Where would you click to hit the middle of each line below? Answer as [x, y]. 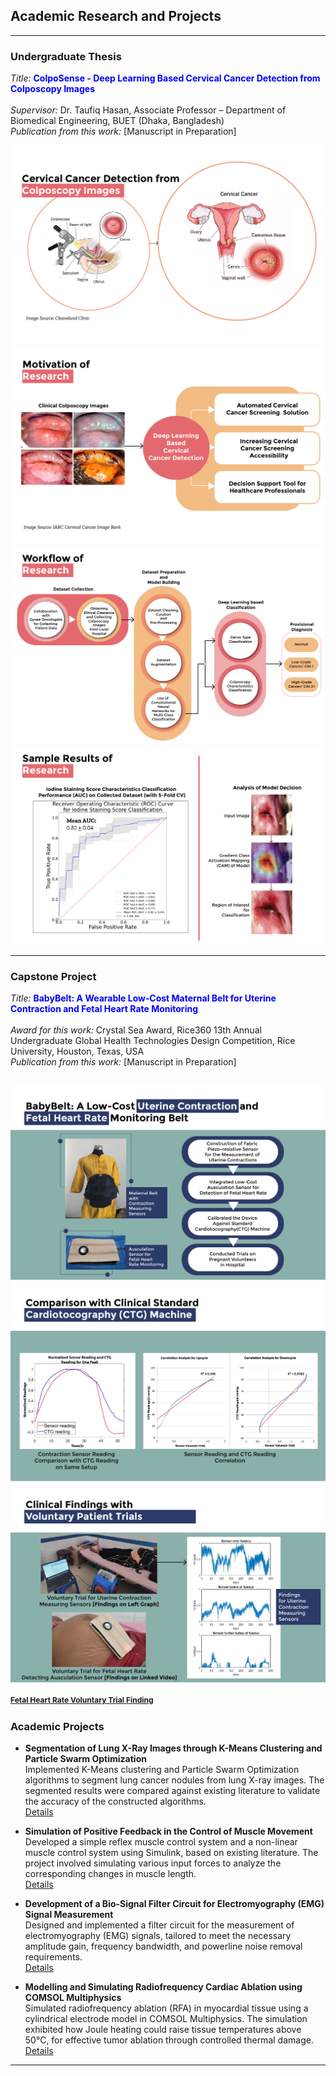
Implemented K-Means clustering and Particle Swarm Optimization [162, 1770]
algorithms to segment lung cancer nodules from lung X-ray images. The [174, 1780]
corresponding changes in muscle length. [110, 1874]
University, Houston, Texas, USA [77, 1051]
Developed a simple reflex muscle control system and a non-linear [161, 1842]
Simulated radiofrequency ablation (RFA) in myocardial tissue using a [166, 2008]
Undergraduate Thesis [66, 56]
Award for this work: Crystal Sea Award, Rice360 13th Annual [136, 1030]
